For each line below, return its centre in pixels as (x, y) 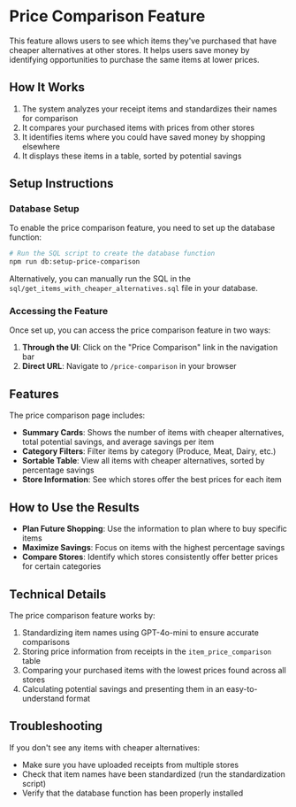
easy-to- (242, 688)
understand (43, 698)
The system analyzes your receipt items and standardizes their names (149, 109)
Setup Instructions (61, 184)
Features (34, 394)
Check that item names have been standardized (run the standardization (153, 774)
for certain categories (61, 566)
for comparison (50, 118)
